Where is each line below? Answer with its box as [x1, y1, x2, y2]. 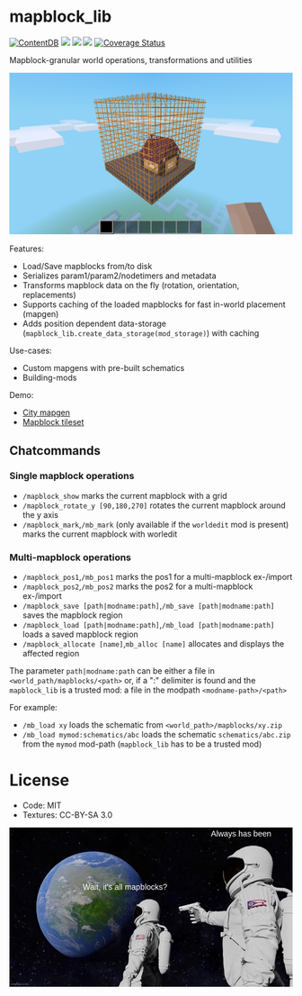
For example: [9, 702, 58, 713]
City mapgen [22, 407, 70, 418]
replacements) [22, 290, 76, 301]
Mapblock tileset [22, 417, 84, 428]
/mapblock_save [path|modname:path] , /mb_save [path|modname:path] [22, 601, 275, 611]
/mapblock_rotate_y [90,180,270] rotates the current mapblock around [22, 500, 286, 511]
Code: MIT [22, 800, 62, 811]
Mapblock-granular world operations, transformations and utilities [9, 54, 253, 65]
